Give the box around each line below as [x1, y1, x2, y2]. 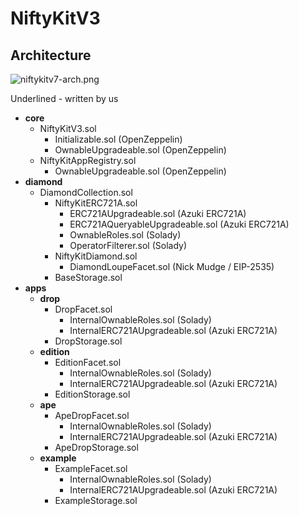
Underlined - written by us [10, 93, 119, 104]
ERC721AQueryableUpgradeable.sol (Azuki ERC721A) [69, 218, 290, 230]
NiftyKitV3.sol [39, 123, 97, 134]
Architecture [10, 47, 92, 64]
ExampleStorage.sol [54, 495, 138, 506]
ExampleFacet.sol [54, 463, 128, 474]
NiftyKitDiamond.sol [54, 250, 138, 262]
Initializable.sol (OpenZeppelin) [54, 133, 183, 145]
